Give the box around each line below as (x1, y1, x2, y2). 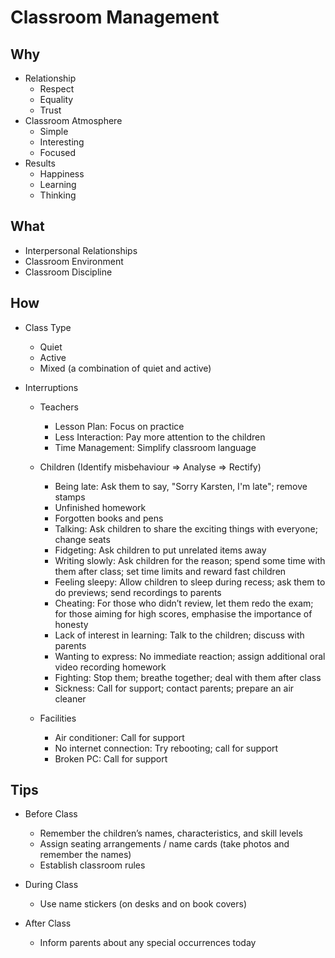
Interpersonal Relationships (24, 244, 138, 256)
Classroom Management (10, 6, 220, 29)
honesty (54, 618, 89, 630)
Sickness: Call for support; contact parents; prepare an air (54, 682, 295, 694)
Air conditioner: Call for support (54, 731, 185, 743)
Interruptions (24, 381, 79, 393)
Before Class (24, 808, 78, 820)
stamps (54, 491, 86, 503)
